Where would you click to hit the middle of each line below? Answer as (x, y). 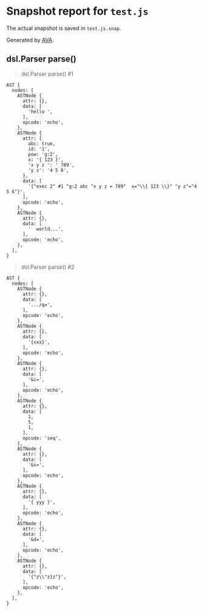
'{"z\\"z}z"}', (47, 577)
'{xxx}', (39, 342)
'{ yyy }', (42, 502)
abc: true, (42, 144)
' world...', (46, 229)
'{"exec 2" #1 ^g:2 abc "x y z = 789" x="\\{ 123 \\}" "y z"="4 (113, 186)
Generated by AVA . (30, 40)
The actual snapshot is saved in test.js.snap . (64, 28)
